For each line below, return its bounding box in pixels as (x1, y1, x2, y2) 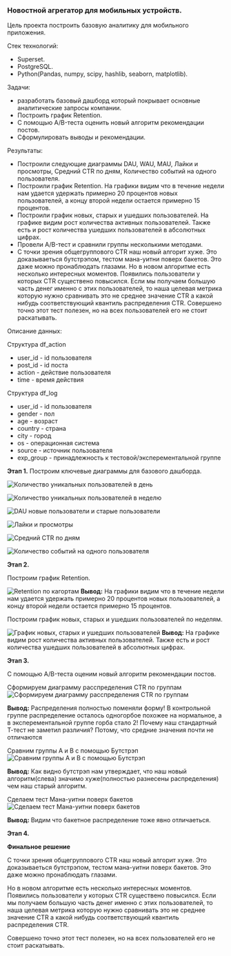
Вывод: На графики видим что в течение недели (80, 587, 225, 596)
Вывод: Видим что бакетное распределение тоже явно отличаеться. (7, 816, 212, 824)
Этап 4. (7, 829, 30, 837)
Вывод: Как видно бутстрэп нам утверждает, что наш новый (7, 767, 188, 775)
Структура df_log (7, 389, 58, 398)
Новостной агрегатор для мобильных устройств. (7, 6, 182, 15)
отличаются (7, 733, 43, 742)
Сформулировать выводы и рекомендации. (17, 133, 146, 141)
